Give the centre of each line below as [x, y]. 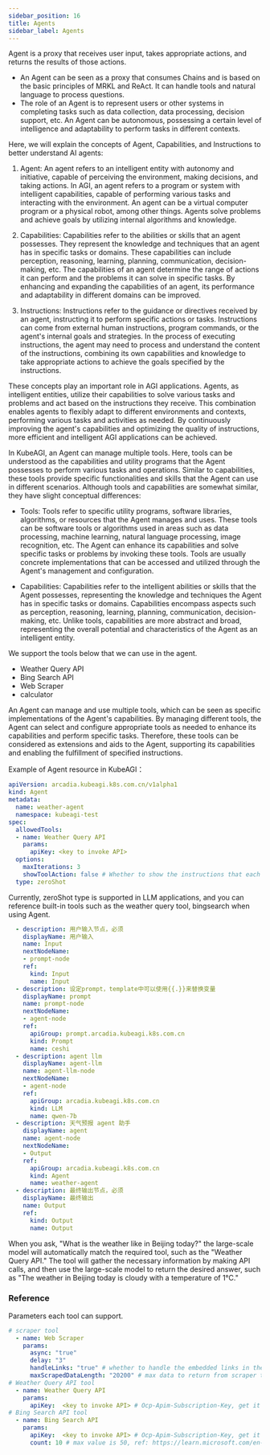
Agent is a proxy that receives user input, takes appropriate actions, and [128, 54]
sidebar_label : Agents [46, 31]
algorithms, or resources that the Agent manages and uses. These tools [139, 520]
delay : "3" [48, 1361]
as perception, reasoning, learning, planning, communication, [121, 613]
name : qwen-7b [53, 1116]
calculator [37, 695]
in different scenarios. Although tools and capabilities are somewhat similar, [133, 487]
